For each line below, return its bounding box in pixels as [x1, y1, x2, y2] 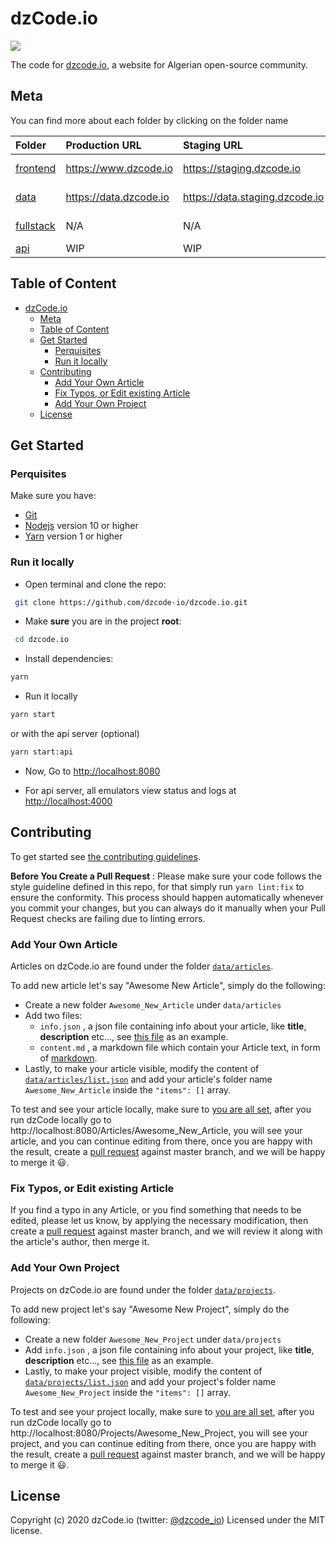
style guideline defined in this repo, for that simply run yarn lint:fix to [10, 880, 305, 892]
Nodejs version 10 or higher [24, 520, 139, 532]
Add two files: [24, 1010, 83, 1022]
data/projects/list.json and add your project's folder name [24, 1375, 277, 1387]
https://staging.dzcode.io [183, 161, 302, 175]
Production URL [65, 138, 142, 152]
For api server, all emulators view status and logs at [24, 784, 237, 796]
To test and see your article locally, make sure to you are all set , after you [10, 1103, 312, 1116]
